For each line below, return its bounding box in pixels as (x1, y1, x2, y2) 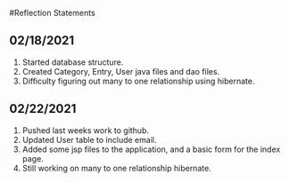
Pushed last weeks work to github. (21, 124, 150, 136)
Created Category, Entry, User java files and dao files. (21, 66, 220, 76)
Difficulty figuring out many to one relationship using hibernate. (21, 75, 255, 86)
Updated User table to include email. (21, 134, 157, 145)
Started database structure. (21, 57, 124, 67)
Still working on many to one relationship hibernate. (21, 162, 211, 173)
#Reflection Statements (9, 8, 95, 18)
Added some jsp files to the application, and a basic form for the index (21, 144, 281, 154)
